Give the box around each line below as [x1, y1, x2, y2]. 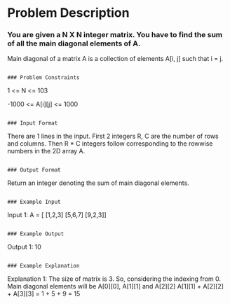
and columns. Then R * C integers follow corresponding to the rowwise [7, 139, 213, 148]
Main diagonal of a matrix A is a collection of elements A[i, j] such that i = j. [7, 55, 224, 63]
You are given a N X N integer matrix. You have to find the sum [7, 30, 223, 40]
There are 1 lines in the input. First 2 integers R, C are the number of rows [7, 132, 219, 141]
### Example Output [7, 230, 65, 237]
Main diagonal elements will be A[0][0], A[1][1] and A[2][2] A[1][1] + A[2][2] [7, 282, 224, 291]
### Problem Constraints [7, 74, 80, 81]
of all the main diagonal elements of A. [7, 39, 141, 48]
